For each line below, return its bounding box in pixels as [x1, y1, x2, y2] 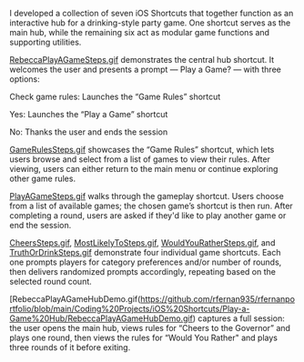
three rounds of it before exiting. [9, 342, 131, 353]
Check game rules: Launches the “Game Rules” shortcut [9, 91, 221, 102]
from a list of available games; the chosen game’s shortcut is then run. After [9, 200, 293, 211]
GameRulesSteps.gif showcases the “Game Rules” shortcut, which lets [9, 145, 275, 155]
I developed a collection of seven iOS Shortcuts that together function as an [9, 8, 294, 18]
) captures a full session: [192, 313, 285, 324]
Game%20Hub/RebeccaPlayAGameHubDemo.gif [9, 313, 194, 324]
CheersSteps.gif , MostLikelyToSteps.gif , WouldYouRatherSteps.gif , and [9, 237, 276, 248]
